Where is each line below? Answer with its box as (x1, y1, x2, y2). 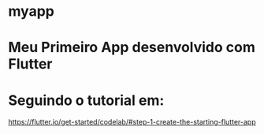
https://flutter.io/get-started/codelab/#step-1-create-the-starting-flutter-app (8, 117, 256, 127)
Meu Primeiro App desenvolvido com (8, 39, 256, 57)
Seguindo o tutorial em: (8, 91, 165, 109)
